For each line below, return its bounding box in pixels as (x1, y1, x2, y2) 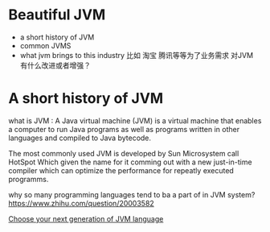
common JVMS (19, 40, 72, 50)
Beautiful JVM (8, 6, 106, 24)
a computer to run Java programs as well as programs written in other (8, 124, 239, 134)
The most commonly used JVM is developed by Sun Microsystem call (8, 148, 239, 158)
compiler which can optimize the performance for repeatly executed (8, 165, 235, 175)
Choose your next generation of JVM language (8, 213, 164, 223)
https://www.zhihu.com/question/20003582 (8, 198, 154, 208)
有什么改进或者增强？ (19, 60, 91, 70)
